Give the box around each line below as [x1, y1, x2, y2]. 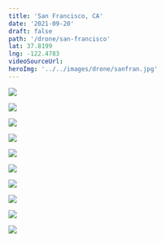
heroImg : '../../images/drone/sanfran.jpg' [8, 65, 158, 73]
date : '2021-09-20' [8, 20, 75, 28]
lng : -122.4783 [8, 50, 60, 58]
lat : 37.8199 [8, 42, 53, 51]
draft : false [8, 27, 53, 35]
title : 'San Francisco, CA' [8, 11, 104, 20]
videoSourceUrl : [8, 58, 63, 66]
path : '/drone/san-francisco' [8, 34, 111, 43]
